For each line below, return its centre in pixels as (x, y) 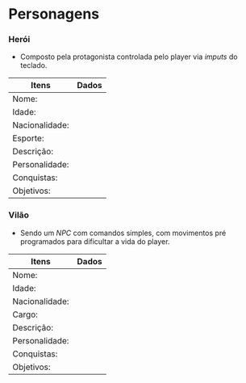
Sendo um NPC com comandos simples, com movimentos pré (123, 233)
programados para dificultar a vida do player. (95, 241)
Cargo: (25, 314)
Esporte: (28, 138)
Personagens (54, 14)
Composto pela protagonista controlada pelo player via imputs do (129, 57)
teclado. (33, 65)
